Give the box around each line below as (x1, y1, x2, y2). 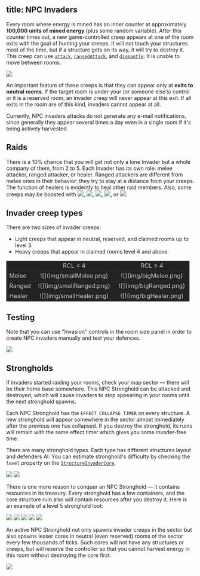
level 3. (14, 242, 33, 249)
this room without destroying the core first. (6, 551, 112, 559)
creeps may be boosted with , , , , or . (6, 191, 128, 198)
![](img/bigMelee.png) (121, 272, 183, 280)
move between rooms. (6, 59, 61, 66)
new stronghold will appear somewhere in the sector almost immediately (6, 416, 185, 423)
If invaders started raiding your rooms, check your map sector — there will (6, 379, 189, 386)
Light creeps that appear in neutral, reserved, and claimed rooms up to (14, 236, 189, 243)
